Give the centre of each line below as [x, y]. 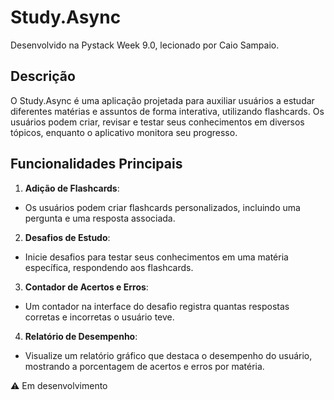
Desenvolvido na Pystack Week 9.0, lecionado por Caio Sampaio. [145, 45]
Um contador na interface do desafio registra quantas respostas [157, 306]
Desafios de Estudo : [67, 237]
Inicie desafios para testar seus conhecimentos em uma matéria [156, 257]
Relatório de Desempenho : [81, 336]
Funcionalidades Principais [96, 164]
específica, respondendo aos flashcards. [109, 267]
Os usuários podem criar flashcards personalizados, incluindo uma [162, 207]
